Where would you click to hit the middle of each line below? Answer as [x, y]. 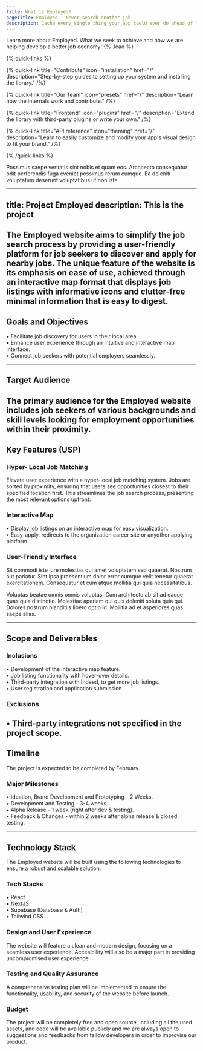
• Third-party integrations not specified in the [94, 724]
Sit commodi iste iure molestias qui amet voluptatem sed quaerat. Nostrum [99, 570]
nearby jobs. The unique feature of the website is [101, 264]
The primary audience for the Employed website [99, 401]
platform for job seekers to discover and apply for [101, 254]
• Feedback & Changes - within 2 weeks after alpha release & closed [92, 816]
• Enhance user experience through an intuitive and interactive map [91, 342]
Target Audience [38, 380]
